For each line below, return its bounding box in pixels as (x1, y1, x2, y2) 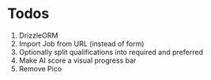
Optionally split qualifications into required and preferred (18, 47, 203, 56)
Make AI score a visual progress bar (18, 56, 137, 65)
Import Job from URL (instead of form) (18, 38, 145, 48)
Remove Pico (18, 64, 62, 73)
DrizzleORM (18, 31, 58, 40)
